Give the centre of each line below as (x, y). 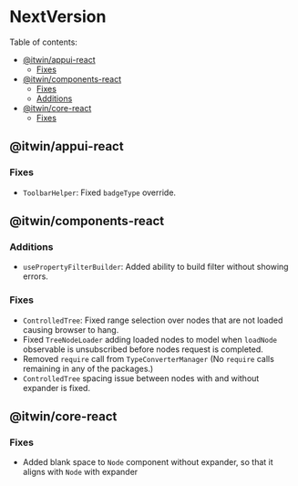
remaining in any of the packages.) (88, 368)
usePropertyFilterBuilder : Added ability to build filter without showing (155, 267)
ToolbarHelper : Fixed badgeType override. (99, 192)
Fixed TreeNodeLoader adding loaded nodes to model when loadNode (150, 339)
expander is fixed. (57, 388)
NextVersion (58, 17)
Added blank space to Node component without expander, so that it (148, 462)
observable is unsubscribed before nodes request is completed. (143, 349)
